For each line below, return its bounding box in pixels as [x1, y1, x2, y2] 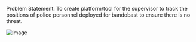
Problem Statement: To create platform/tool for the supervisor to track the [6, 5, 188, 12]
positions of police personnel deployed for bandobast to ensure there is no [6, 11, 191, 18]
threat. [6, 18, 23, 24]
